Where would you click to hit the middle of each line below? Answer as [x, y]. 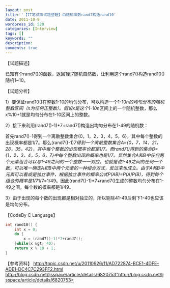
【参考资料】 [19, 263]
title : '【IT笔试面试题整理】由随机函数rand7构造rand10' [61, 15]
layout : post [19, 10]
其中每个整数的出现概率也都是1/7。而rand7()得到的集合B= [97, 149]
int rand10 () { [21, 224]
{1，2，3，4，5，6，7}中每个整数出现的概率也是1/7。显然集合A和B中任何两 [85, 155]
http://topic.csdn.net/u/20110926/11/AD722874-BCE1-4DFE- [96, 263]
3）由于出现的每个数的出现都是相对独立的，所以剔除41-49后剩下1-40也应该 [84, 198]
